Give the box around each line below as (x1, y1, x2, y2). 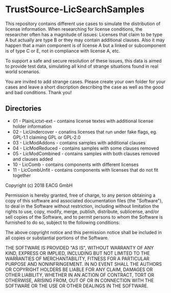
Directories (5, 104, 42, 113)
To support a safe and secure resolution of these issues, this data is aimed (5, 57, 162, 64)
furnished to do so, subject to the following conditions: (5, 219, 120, 225)
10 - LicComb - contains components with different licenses (12, 161, 139, 168)
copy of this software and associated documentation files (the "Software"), (5, 197, 163, 203)
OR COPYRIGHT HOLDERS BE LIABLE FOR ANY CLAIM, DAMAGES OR (5, 266, 153, 273)
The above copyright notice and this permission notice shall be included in (5, 229, 162, 235)
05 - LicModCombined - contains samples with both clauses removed (12, 150, 160, 157)
